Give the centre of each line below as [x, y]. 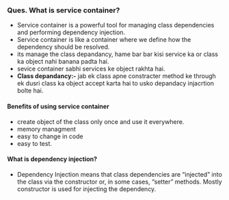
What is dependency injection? [52, 159]
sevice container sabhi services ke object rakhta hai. [91, 69]
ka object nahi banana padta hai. [63, 62]
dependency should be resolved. [63, 47]
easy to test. [35, 143]
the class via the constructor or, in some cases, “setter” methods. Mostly [119, 182]
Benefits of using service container [58, 106]
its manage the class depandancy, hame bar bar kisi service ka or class [118, 54]
